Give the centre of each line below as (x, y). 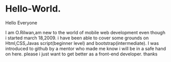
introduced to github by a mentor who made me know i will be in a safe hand (86, 48)
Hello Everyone (21, 23)
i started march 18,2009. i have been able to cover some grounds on (77, 38)
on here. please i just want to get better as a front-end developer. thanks (81, 54)
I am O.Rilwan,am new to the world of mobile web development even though (86, 32)
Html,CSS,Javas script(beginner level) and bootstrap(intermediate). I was (82, 43)
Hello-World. (33, 9)
